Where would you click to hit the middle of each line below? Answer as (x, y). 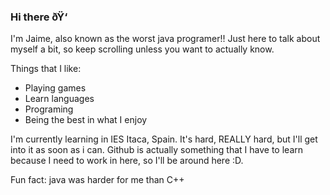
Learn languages (59, 99)
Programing (49, 109)
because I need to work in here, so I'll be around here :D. (127, 161)
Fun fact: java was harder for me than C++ (97, 180)
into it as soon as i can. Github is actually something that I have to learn (157, 150)
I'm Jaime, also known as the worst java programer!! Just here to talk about (165, 39)
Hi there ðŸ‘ (39, 17)
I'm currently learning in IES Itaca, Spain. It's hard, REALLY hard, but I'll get (164, 139)
